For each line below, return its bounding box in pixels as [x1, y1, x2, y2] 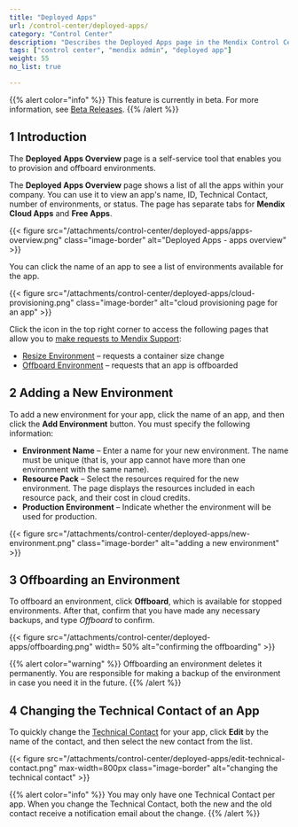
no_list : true [9, 63, 62, 72]
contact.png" [9, 763, 58, 774]
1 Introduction [9, 129, 87, 144]
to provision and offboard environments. [9, 162, 157, 173]
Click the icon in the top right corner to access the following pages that [9, 324, 269, 334]
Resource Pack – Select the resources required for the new [21, 473, 239, 484]
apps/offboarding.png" [9, 642, 93, 652]
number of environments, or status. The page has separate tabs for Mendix [9, 199, 286, 209]
